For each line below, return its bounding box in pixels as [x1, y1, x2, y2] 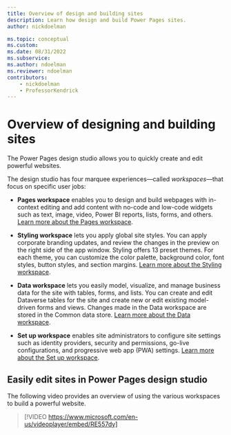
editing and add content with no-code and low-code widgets [40, 203, 213, 212]
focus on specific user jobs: [7, 183, 86, 191]
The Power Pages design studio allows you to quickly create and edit [7, 154, 203, 163]
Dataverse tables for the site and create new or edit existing [17, 296, 188, 304]
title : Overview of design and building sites [7, 10, 143, 17]
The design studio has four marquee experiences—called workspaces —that [7, 175, 224, 183]
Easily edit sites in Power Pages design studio [7, 373, 208, 385]
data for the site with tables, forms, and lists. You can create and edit [17, 288, 213, 297]
